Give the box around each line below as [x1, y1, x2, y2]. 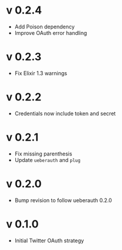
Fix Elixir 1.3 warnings [14, 69, 68, 77]
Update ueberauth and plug [14, 156, 81, 163]
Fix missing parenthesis [14, 150, 72, 157]
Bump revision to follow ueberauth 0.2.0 [14, 196, 112, 204]
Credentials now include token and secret [14, 110, 116, 117]
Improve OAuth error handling [14, 29, 87, 36]
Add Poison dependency [14, 23, 75, 30]
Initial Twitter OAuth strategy [14, 237, 84, 244]
